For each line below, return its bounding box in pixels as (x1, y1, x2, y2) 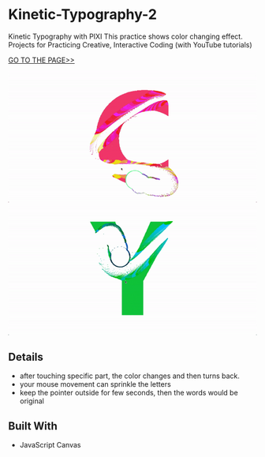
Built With (8, 419, 58, 433)
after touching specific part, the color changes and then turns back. (19, 371, 241, 380)
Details (8, 350, 43, 364)
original (19, 396, 45, 406)
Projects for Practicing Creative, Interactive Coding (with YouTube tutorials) (8, 39, 252, 49)
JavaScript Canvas (19, 440, 81, 450)
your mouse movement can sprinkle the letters (19, 380, 171, 389)
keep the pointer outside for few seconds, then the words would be (19, 388, 238, 398)
